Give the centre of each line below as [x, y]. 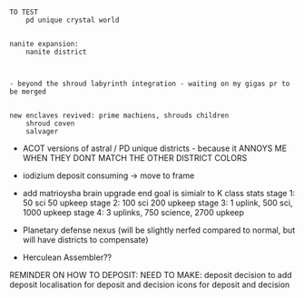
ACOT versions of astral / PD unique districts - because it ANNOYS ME [155, 148]
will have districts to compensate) [85, 239]
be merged [28, 92]
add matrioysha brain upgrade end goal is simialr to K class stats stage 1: [159, 193]
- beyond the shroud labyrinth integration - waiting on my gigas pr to [150, 84]
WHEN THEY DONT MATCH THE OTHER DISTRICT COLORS [135, 158]
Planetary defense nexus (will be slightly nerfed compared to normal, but [159, 230]
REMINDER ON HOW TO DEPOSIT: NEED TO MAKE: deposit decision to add [151, 275]
